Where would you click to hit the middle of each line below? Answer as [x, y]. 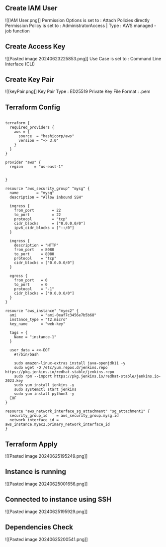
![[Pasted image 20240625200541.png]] [46, 539]
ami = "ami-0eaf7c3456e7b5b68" [53, 315]
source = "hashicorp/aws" [46, 136]
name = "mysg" [32, 193]
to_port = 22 [38, 215]
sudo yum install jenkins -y [44, 385]
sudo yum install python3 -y [44, 394]
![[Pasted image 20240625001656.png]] [46, 484]
